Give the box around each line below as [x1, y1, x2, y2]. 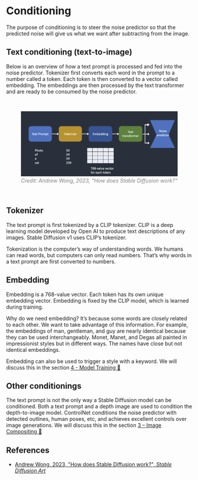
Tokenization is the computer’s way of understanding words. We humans [6, 245, 183, 252]
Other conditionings [6, 381, 82, 391]
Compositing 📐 [6, 428, 43, 435]
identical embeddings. [6, 346, 60, 353]
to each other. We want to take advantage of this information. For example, [6, 321, 188, 328]
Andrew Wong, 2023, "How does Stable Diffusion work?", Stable [14, 461, 172, 468]
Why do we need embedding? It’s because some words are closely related [6, 314, 187, 322]
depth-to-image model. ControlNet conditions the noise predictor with [6, 409, 177, 416]
